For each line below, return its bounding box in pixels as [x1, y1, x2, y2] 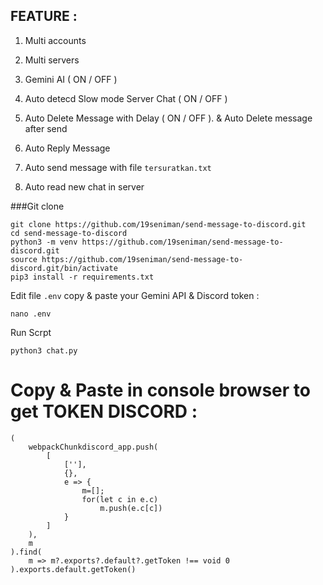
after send [24, 122, 68, 134]
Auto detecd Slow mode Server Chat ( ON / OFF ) [24, 92, 228, 104]
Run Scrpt [10, 326, 52, 338]
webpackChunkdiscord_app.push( [28, 442, 159, 452]
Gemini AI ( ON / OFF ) [24, 73, 118, 85]
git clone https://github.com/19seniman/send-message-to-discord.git [10, 219, 307, 229]
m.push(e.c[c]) [99, 503, 163, 513]
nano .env [10, 309, 52, 319]
